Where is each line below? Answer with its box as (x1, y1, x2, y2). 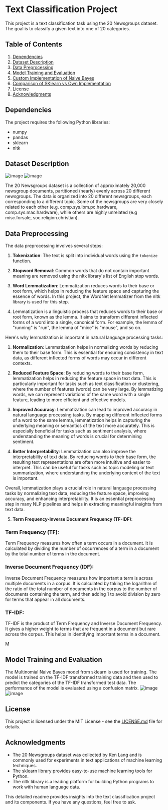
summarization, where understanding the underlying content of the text (12, 470, 160, 476)
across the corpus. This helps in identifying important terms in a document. (5, 631, 161, 637)
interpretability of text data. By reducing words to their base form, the (12, 454, 156, 460)
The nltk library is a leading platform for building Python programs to (12, 778, 154, 784)
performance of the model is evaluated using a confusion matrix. (5, 684, 139, 691)
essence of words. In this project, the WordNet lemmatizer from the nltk (12, 293, 160, 299)
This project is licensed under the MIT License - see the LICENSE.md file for (5, 718, 162, 724)
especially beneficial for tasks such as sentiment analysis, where (12, 428, 147, 434)
